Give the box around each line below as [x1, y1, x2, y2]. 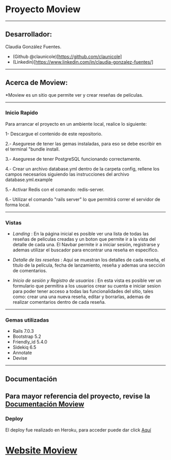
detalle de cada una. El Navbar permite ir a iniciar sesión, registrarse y [12, 242, 160, 248]
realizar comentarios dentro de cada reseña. [12, 299, 106, 305]
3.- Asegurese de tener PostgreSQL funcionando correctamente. [5, 156, 141, 162]
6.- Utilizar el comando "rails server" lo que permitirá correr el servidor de [5, 196, 160, 202]
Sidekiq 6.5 [12, 344, 37, 351]
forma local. [5, 202, 31, 208]
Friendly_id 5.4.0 [12, 339, 47, 345]
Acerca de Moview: [5, 78, 68, 87]
